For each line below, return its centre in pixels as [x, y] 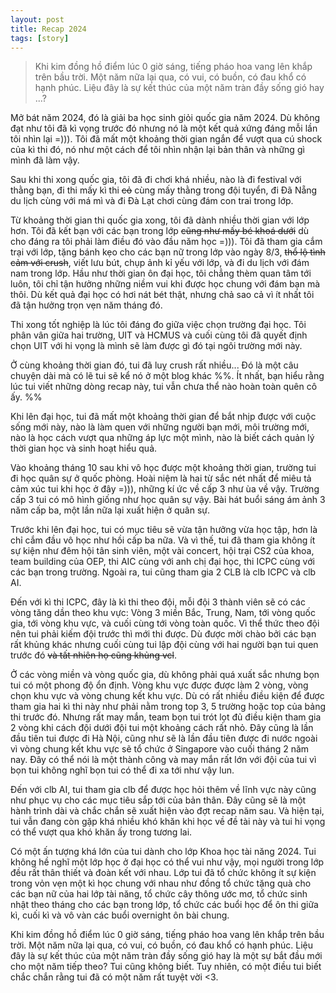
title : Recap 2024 [48, 29]
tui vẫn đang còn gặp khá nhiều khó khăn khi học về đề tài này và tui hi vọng [168, 822]
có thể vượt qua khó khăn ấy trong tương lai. [101, 832]
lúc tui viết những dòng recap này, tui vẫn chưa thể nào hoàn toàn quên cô [164, 387]
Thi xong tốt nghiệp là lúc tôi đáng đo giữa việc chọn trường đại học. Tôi [158, 325]
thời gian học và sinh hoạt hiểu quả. [84, 448]
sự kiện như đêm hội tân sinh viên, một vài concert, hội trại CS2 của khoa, [162, 551]
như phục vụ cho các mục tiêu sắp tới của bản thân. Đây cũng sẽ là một [158, 800]
